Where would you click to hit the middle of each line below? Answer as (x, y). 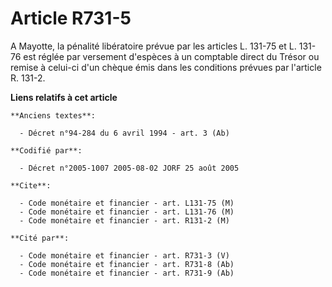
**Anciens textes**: (53, 115)
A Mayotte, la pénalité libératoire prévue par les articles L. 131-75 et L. (153, 46)
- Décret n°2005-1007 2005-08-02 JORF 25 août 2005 (129, 168)
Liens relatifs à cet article (64, 97)
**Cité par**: (40, 238)
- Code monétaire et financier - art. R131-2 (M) (124, 220)
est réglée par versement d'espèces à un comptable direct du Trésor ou (171, 56)
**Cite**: (31, 185)
